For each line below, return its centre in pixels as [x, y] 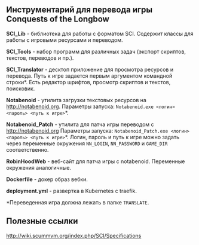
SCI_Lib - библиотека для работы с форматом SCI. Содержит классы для [100, 33]
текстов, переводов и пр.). [40, 58]
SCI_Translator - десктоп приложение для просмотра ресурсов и [90, 69]
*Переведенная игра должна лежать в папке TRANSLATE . [78, 202]
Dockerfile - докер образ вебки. [47, 179]
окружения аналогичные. [39, 167]
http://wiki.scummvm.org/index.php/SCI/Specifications [74, 235]
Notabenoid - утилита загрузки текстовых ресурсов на [76, 100]
